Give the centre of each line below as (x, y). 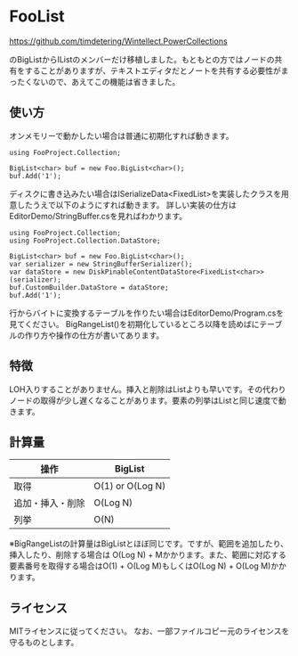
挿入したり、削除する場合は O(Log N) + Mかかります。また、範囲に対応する (148, 555)
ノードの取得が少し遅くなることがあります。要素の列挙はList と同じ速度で (144, 400)
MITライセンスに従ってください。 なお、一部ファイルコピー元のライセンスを (149, 631)
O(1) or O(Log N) (130, 486)
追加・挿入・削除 (50, 504)
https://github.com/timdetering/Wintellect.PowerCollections (119, 41)
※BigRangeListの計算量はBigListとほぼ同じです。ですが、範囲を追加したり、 (149, 544)
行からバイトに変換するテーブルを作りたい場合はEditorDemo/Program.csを (147, 313)
